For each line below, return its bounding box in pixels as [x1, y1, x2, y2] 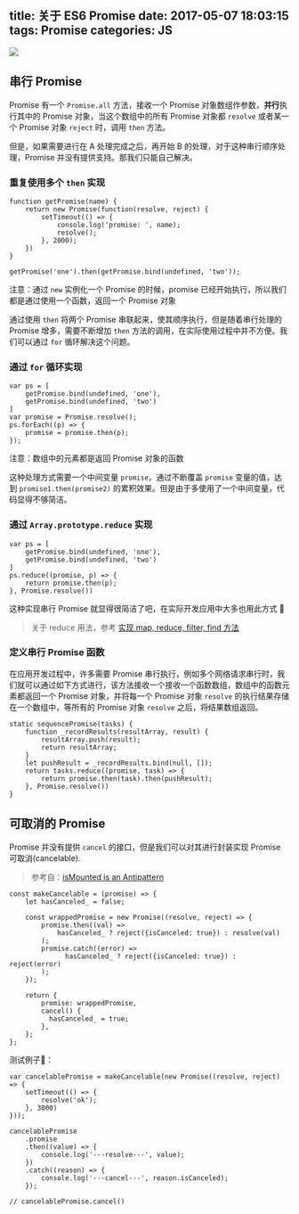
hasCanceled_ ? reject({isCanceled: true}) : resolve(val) [56, 928, 280, 938]
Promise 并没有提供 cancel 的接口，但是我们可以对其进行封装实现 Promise [9, 841, 281, 852]
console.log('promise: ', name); [56, 220, 181, 229]
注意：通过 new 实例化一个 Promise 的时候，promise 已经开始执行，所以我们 [9, 283, 287, 294]
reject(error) [9, 959, 62, 969]
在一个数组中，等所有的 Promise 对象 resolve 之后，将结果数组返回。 [9, 701, 263, 712]
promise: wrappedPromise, [41, 998, 138, 1007]
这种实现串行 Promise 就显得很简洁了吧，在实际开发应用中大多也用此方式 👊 [9, 603, 285, 613]
